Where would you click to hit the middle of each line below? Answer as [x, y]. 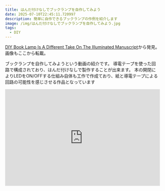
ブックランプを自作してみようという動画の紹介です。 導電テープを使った [78, 64]
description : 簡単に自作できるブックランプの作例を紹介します [61, 19]
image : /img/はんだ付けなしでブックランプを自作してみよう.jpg [63, 23]
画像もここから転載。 [27, 53]
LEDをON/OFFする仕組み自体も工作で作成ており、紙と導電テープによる [86, 76]
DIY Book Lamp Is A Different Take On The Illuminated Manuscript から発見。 [82, 47]
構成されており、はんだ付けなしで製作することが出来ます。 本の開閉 [82, 70]
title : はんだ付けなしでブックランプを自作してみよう [53, 10]
